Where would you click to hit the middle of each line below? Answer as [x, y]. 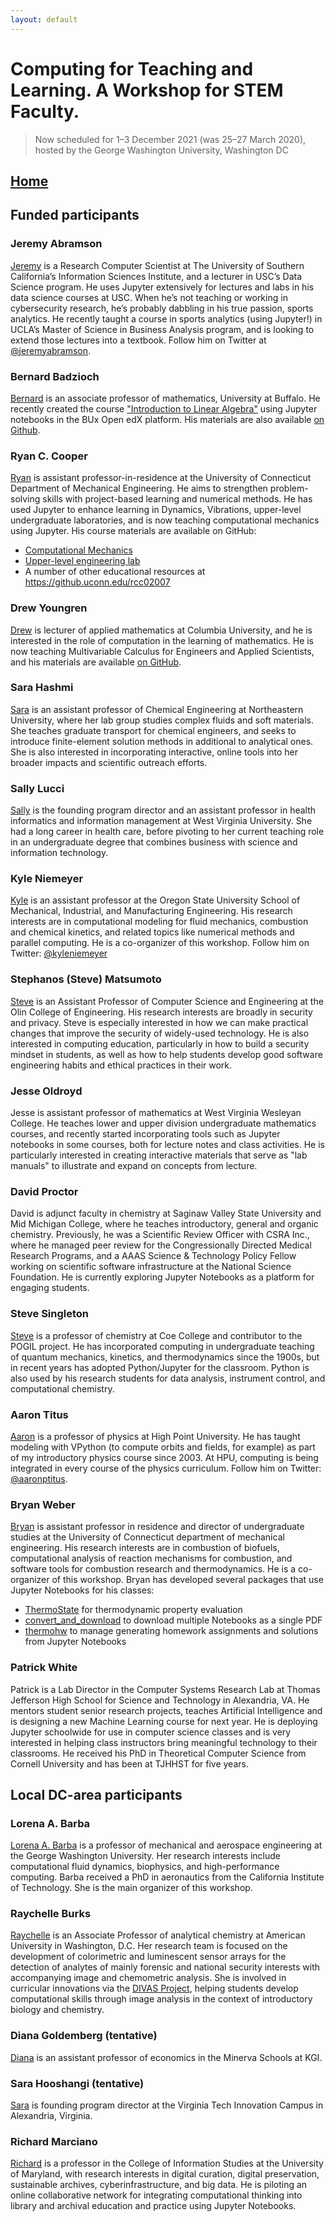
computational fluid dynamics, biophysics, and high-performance [145, 1867]
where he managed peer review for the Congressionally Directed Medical [161, 1245]
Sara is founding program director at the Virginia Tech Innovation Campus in [167, 2105]
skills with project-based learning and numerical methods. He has [177, 499]
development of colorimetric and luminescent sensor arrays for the [148, 1957]
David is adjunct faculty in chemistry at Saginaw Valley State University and [166, 1213]
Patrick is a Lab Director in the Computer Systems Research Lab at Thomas [165, 1689]
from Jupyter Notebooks [75, 1642]
